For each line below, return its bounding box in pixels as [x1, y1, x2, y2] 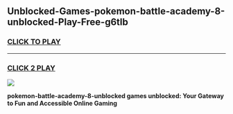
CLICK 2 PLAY [7, 63, 55, 73]
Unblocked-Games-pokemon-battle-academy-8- [7, 6, 225, 17]
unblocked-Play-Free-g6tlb [7, 17, 128, 28]
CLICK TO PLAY [7, 37, 61, 47]
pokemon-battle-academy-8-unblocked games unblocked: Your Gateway [7, 91, 224, 99]
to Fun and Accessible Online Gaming [7, 99, 118, 107]
